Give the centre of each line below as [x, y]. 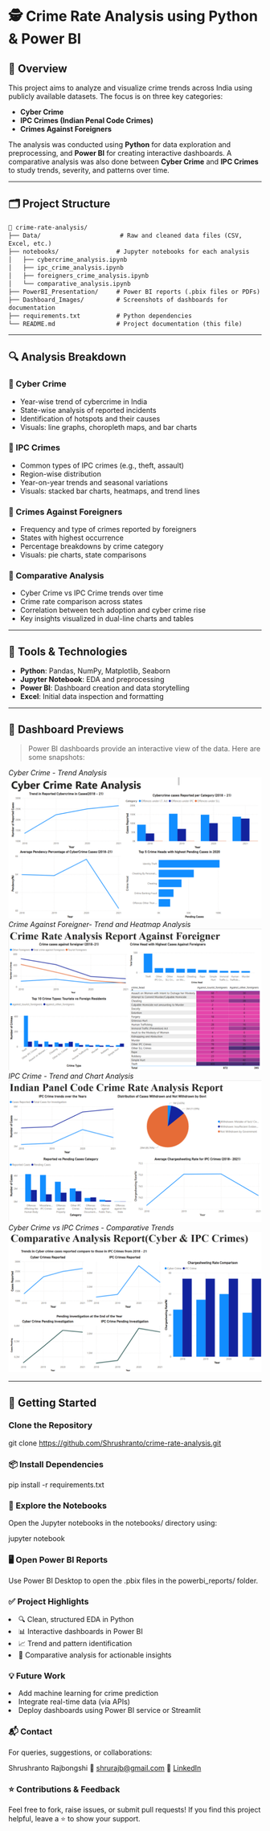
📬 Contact [31, 1731]
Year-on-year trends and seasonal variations [94, 482]
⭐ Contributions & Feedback [64, 1789]
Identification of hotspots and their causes [90, 419]
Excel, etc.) [30, 243]
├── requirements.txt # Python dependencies [100, 316]
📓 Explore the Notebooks [57, 1506]
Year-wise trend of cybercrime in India [84, 401]
